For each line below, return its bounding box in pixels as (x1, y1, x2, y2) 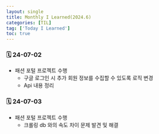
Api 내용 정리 (23, 82, 55, 89)
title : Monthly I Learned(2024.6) (6, 14, 92, 20)
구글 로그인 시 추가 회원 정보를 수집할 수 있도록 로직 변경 (23, 75, 154, 82)
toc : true (6, 31, 31, 37)
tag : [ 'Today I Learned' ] (6, 25, 70, 31)
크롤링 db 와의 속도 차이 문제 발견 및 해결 (23, 121, 119, 128)
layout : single (6, 8, 44, 15)
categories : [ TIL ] (6, 20, 52, 25)
